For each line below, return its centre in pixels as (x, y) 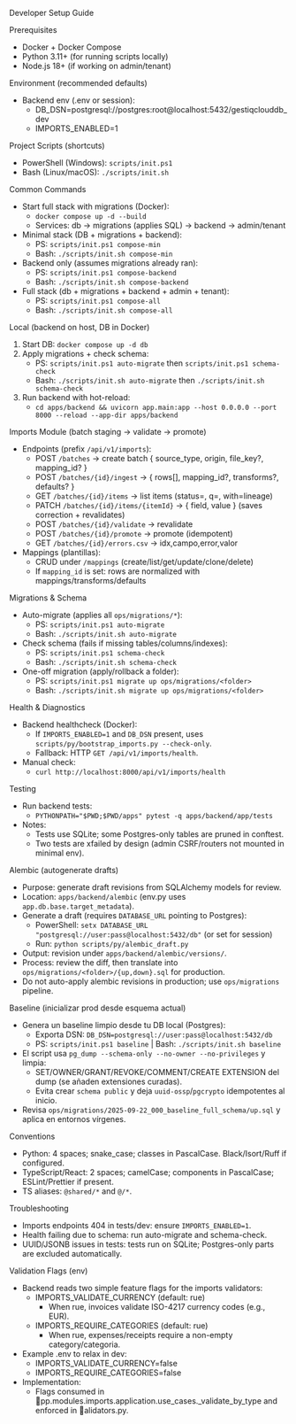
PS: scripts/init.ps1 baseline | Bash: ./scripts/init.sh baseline (158, 1044)
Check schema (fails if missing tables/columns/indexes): (125, 643)
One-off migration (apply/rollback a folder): (100, 671)
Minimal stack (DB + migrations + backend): (102, 235)
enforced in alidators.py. (82, 1410)
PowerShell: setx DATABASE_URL (91, 925)
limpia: (34, 1063)
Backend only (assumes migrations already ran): (110, 263)
